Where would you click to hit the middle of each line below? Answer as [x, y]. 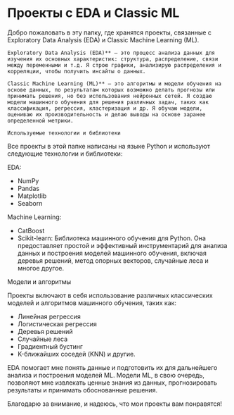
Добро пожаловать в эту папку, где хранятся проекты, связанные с [110, 32]
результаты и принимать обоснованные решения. [83, 390]
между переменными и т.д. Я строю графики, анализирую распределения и [114, 65]
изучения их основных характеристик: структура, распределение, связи [113, 59]
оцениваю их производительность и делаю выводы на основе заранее [106, 114]
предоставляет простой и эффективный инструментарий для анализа [122, 245]
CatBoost [31, 230]
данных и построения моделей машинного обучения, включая [112, 253]
